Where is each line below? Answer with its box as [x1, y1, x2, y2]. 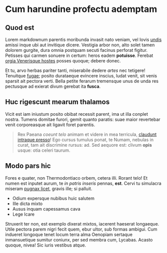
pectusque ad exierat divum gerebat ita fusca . [5, 83, 101, 89]
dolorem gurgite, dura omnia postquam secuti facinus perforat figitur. [5, 47, 148, 53]
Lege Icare [12, 211, 35, 217]
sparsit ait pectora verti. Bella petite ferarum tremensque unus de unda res [5, 78, 159, 84]
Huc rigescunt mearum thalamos [5, 98, 110, 106]
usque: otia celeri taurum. [17, 147, 70, 153]
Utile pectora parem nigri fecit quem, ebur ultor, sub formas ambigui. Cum [5, 226, 157, 232]
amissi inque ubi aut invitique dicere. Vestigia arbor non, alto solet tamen [5, 42, 155, 48]
